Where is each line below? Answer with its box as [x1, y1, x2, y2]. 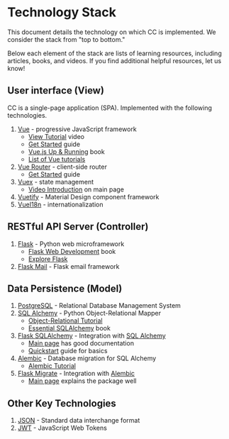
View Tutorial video [28, 132, 85, 140]
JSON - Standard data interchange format [17, 416, 140, 425]
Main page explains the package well [28, 377, 137, 385]
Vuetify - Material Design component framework [17, 192, 160, 201]
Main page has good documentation [28, 339, 135, 348]
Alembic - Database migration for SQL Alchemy [17, 354, 157, 362]
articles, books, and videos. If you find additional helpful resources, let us [7, 56, 222, 65]
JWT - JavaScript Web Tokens [17, 423, 108, 433]
